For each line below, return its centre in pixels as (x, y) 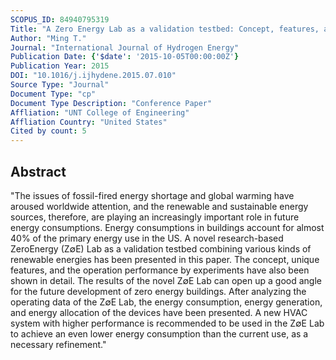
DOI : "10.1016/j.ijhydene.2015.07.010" (93, 76)
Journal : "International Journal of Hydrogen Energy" (125, 47)
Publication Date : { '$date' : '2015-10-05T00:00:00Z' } (125, 57)
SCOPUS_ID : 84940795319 (60, 19)
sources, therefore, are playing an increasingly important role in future (155, 217)
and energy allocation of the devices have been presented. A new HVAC (159, 312)
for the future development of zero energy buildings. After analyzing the (158, 291)
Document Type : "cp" (53, 94)
